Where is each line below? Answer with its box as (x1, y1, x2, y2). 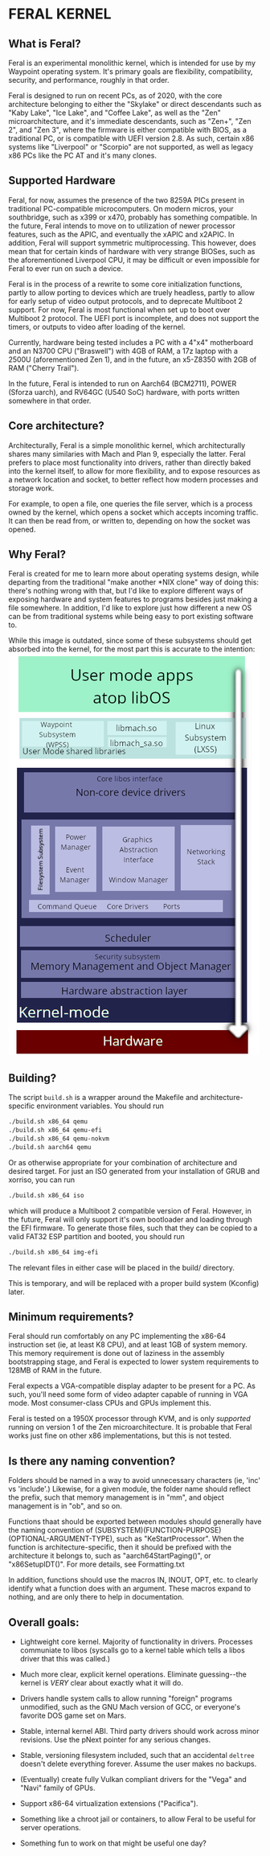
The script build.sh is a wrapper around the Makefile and (8, 1093, 198, 1103)
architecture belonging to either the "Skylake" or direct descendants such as (8, 100, 262, 109)
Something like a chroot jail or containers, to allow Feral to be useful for (19, 1814, 256, 1824)
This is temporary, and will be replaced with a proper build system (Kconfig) (8, 1278, 260, 1287)
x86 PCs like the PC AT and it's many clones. (8, 150, 157, 160)
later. (8, 1287, 26, 1296)
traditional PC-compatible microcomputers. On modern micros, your (8, 203, 235, 213)
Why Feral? (8, 548, 67, 561)
